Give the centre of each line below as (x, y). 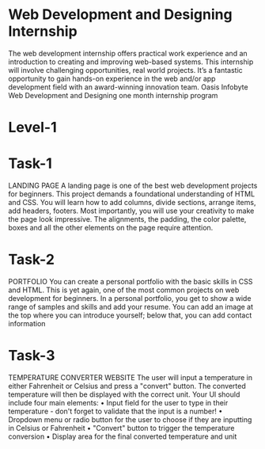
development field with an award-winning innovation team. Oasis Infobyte (128, 87)
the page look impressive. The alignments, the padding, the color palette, (127, 219)
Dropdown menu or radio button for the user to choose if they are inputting (130, 419)
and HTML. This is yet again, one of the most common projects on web (124, 290)
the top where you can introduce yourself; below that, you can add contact (130, 315)
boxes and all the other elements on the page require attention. (111, 228)
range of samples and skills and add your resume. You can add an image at (131, 307)
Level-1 (32, 127)
